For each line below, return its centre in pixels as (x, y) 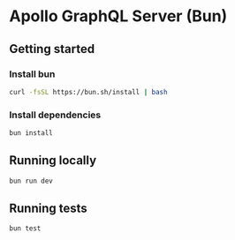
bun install (31, 133)
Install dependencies (55, 115)
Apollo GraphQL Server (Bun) (118, 16)
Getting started (52, 49)
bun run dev (31, 181)
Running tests (49, 208)
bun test (25, 229)
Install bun (32, 74)
